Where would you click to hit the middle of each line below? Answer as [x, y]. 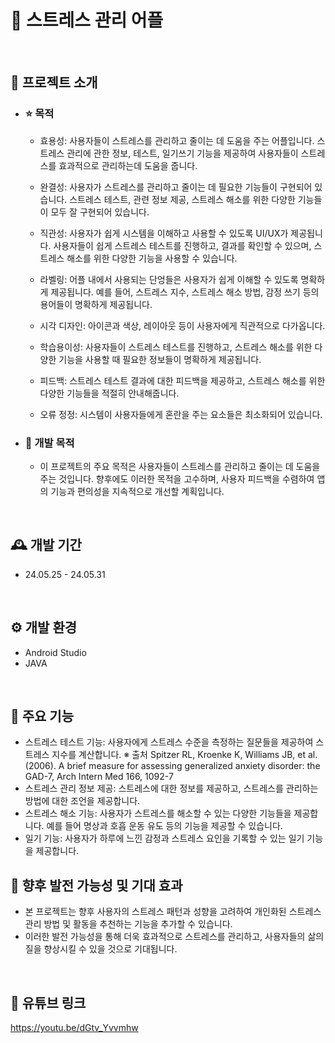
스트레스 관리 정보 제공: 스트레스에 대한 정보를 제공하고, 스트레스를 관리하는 [171, 788]
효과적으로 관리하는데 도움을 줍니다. [128, 165]
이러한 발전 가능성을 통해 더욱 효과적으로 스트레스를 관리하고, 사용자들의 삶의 [174, 937]
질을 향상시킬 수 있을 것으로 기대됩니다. [101, 949]
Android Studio [55, 652]
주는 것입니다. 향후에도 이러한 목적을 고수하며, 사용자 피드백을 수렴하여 [177, 478]
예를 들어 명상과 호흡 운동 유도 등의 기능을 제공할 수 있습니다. [164, 826]
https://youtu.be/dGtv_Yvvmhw [74, 1027]
